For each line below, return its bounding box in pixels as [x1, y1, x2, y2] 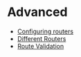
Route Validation [17, 42, 64, 50]
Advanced [7, 4, 68, 20]
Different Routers [17, 34, 66, 42]
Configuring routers [17, 27, 74, 35]
